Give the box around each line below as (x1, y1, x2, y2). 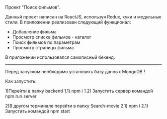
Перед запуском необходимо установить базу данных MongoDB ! (5, 69, 145, 74)
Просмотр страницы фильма (12, 45, 74, 50)
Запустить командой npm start (5, 108, 71, 114)
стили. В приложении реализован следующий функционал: (5, 19, 131, 25)
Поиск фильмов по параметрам (12, 39, 81, 45)
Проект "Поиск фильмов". (5, 4, 61, 10)
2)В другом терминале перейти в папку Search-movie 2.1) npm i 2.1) (5, 103, 149, 109)
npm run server (5, 93, 37, 99)
